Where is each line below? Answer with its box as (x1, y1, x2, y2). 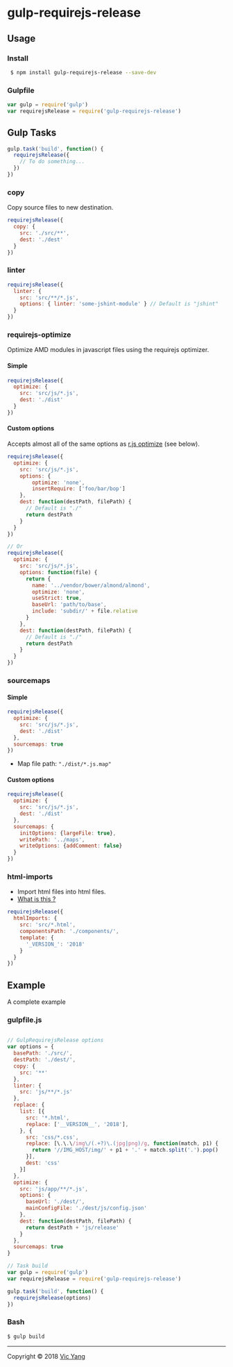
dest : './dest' (19, 236, 64, 243)
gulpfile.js (7, 1015, 42, 1025)
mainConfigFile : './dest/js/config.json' (25, 1205, 148, 1212)
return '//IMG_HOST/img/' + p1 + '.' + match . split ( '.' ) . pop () (32, 1147, 218, 1154)
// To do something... (19, 158, 85, 165)
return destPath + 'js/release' (25, 1224, 119, 1231)
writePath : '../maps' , (19, 836, 85, 843)
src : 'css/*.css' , (25, 1134, 79, 1141)
